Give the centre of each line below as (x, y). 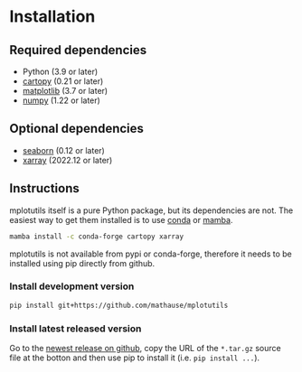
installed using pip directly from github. (82, 263)
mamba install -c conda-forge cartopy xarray (96, 237)
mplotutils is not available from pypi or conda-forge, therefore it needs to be (151, 254)
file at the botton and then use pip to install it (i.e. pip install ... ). (135, 358)
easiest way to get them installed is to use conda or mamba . (121, 219)
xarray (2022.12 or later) (67, 160)
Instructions (44, 188)
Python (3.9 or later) (60, 71)
